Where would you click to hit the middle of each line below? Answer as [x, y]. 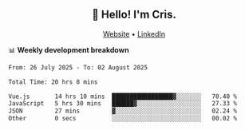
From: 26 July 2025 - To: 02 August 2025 [78, 67]
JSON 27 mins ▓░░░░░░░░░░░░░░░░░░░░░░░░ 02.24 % [123, 111]
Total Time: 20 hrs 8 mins [53, 82]
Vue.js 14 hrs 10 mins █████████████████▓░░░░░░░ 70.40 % [123, 97]
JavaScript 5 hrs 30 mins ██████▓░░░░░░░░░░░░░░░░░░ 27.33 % [123, 104]
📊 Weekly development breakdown [69, 49]
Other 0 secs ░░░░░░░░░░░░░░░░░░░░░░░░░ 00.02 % [123, 119]
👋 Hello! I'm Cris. [134, 15]
